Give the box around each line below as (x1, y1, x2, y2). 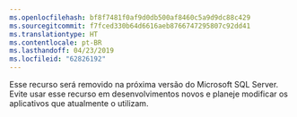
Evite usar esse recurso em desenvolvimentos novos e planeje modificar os (9, 88, 289, 99)
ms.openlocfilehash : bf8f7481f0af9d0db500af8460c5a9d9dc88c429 (9, 13, 251, 22)
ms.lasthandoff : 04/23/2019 (9, 46, 115, 55)
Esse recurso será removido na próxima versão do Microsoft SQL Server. (9, 79, 279, 89)
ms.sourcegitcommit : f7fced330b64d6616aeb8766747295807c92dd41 (9, 21, 251, 30)
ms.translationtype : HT (9, 29, 99, 38)
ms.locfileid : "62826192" (9, 54, 106, 63)
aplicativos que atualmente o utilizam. (9, 98, 149, 108)
